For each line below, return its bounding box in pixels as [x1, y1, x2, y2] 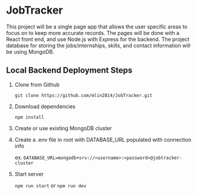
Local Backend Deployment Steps [6, 66, 133, 76]
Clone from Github [14, 81, 60, 88]
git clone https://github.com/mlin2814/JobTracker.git [14, 92, 153, 98]
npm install [14, 114, 44, 120]
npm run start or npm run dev [14, 181, 87, 189]
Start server [14, 170, 44, 177]
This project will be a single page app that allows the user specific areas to [6, 23, 188, 30]
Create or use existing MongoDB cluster [14, 125, 112, 132]
